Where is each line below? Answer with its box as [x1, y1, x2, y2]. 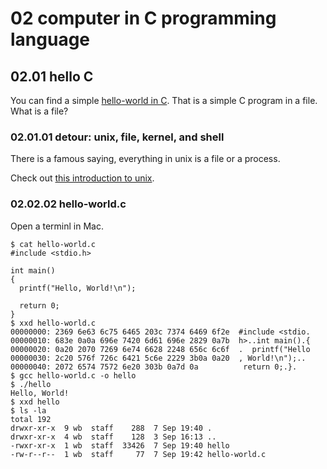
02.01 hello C [10, 68, 94, 85]
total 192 [10, 414, 52, 424]
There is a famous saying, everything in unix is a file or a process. [10, 153, 281, 165]
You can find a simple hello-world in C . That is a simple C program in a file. [10, 95, 318, 106]
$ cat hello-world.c [10, 239, 97, 249]
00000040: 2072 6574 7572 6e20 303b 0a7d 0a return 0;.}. [10, 362, 298, 372]
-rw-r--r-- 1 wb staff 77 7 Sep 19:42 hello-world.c [10, 449, 267, 459]
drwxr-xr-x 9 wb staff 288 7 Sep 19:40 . [10, 423, 213, 433]
